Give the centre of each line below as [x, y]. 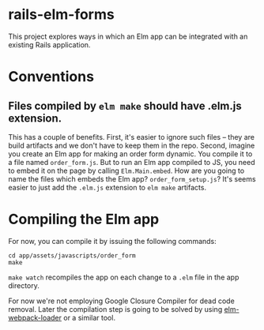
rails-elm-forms [61, 15]
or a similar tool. [89, 317]
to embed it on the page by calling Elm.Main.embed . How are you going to [126, 171]
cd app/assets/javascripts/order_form [72, 255]
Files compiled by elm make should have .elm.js [125, 105]
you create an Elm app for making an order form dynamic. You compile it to [130, 154]
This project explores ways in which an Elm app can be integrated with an [128, 36]
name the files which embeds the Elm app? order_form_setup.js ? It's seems [132, 178]
